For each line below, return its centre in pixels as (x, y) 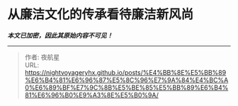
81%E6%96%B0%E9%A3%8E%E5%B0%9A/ (92, 95)
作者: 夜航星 (42, 57)
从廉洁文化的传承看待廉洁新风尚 (101, 14)
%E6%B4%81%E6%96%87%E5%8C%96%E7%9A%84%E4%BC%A (126, 80)
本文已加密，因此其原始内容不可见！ (60, 35)
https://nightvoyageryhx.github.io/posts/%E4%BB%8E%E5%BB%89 (125, 72)
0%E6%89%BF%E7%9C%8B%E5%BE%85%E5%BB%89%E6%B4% (126, 87)
